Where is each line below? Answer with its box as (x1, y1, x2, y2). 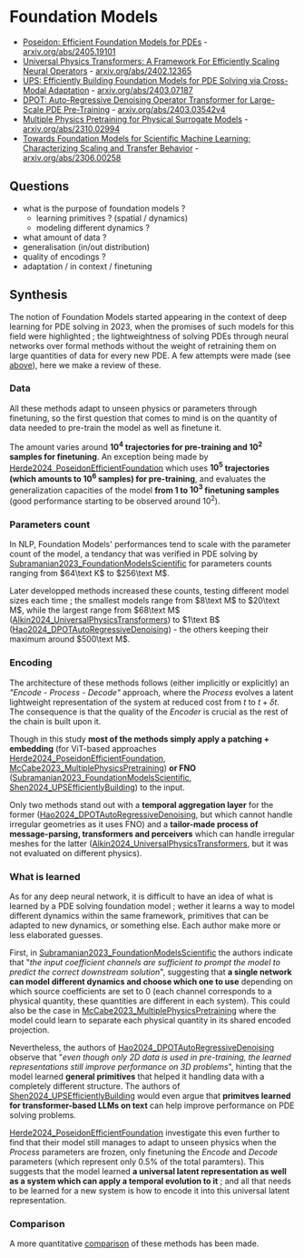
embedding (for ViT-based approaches (9, 743, 157, 754)
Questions (9, 179, 70, 195)
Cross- (262, 75, 289, 85)
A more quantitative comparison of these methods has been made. (9, 1238, 260, 1249)
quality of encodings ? (22, 251, 106, 262)
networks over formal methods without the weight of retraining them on (9, 340, 277, 351)
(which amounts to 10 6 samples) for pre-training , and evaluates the (9, 472, 266, 484)
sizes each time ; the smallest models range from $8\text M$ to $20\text (9, 595, 280, 606)
